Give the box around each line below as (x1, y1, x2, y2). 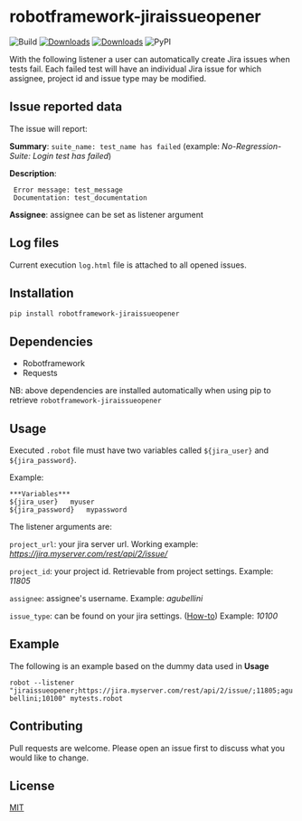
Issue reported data (9, 99, 123, 115)
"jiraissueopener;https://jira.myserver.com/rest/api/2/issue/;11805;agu (9, 685, 294, 695)
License (9, 779, 55, 794)
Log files (9, 235, 60, 250)
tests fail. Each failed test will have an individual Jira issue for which (9, 63, 262, 74)
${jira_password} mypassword (9, 505, 127, 514)
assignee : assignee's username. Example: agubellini (9, 593, 203, 603)
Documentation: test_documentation (13, 193, 147, 203)
